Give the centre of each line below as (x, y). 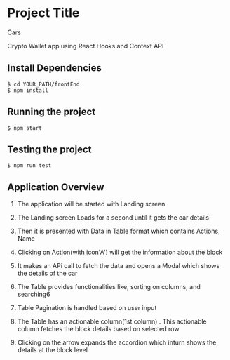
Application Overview (56, 187)
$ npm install (28, 90)
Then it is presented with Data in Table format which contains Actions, (119, 231)
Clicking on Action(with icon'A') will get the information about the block (120, 252)
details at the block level (52, 350)
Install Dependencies (54, 68)
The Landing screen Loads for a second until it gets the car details (113, 218)
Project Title (43, 13)
